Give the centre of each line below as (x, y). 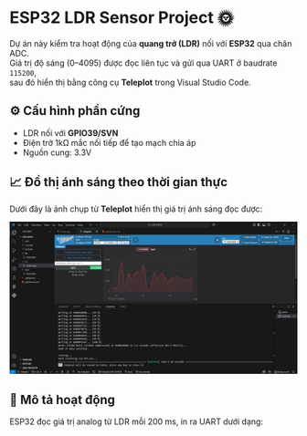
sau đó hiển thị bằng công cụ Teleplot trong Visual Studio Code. (130, 82)
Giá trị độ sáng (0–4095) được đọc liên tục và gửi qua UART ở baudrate (143, 63)
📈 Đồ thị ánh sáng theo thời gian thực (119, 182)
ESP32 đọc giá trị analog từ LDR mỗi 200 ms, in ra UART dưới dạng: (136, 421)
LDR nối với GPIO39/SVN (70, 133)
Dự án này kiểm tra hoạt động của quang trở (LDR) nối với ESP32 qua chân (151, 43)
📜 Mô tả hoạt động (63, 400)
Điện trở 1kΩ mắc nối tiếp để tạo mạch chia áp (109, 142)
